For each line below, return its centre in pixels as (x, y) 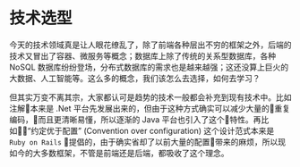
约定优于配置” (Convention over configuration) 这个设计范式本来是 (153, 130)
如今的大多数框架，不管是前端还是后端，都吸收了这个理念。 (119, 153)
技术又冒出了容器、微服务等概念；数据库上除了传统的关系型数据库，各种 (142, 55)
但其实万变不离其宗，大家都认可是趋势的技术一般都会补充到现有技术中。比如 (150, 97)
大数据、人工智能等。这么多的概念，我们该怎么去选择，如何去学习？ (135, 78)
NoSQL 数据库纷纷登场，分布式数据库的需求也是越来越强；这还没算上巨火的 (149, 67)
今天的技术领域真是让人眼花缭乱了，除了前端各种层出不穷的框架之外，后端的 (150, 45)
